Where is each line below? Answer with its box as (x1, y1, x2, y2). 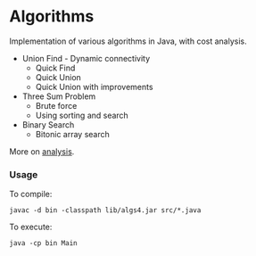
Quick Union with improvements (35, 81, 153, 92)
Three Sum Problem (21, 91, 96, 102)
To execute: (9, 221, 53, 233)
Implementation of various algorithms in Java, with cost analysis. (9, 36, 247, 46)
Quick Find (35, 62, 76, 73)
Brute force (35, 100, 78, 111)
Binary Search (21, 119, 75, 130)
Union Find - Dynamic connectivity (21, 53, 151, 63)
